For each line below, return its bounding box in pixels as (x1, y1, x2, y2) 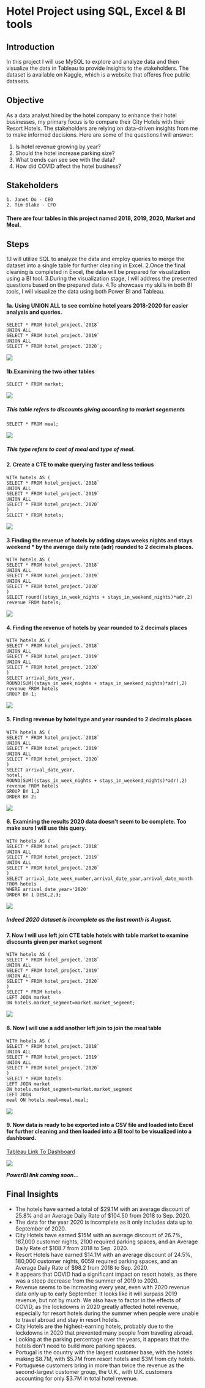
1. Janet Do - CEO (6, 196, 53, 203)
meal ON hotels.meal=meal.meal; (6, 1097, 89, 1103)
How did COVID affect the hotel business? (15, 162, 121, 170)
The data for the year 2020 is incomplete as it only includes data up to (15, 1218, 193, 1226)
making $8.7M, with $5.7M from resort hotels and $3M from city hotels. (15, 1355, 196, 1362)
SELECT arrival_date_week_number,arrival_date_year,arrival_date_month (6, 875, 193, 882)
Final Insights (6, 1189, 59, 1199)
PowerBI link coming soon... (6, 1171, 80, 1178)
